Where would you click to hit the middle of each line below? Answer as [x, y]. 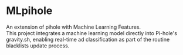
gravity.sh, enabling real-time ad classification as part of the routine [88, 39]
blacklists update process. [38, 46]
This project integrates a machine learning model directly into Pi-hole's [92, 33]
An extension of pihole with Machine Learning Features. [74, 27]
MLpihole [29, 11]
